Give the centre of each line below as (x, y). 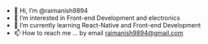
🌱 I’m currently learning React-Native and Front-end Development (107, 25)
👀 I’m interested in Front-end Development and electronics (97, 18)
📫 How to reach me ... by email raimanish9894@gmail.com (98, 33)
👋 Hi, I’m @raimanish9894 (51, 11)
